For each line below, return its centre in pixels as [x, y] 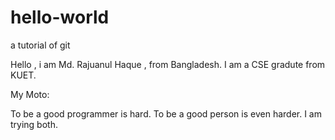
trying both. [34, 124]
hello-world [60, 17]
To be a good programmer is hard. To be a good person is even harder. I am [166, 113]
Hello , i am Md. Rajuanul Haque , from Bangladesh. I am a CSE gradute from [168, 64]
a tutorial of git [40, 45]
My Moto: [30, 94]
